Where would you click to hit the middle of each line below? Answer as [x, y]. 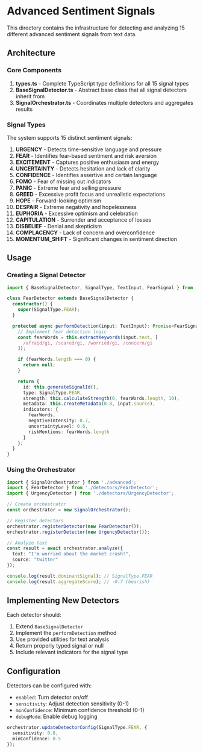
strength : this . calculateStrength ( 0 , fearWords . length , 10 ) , [101, 398]
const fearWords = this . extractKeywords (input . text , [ [88, 337]
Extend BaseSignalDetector [49, 626]
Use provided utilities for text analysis [62, 639]
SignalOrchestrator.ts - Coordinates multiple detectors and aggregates [104, 102]
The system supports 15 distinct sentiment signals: [70, 137]
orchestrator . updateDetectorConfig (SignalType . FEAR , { [77, 728]
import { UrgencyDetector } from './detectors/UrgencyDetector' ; [90, 493]
